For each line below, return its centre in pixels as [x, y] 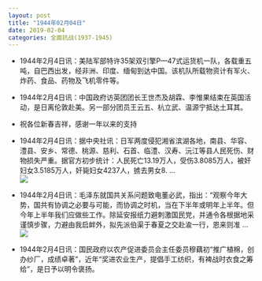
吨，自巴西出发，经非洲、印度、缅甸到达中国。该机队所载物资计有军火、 [137, 71]
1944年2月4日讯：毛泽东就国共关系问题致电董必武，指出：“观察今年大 [133, 195]
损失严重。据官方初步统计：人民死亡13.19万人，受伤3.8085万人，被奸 [139, 161]
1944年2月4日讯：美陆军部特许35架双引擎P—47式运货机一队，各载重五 [135, 61]
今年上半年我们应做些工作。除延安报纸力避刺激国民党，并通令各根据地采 [137, 215]
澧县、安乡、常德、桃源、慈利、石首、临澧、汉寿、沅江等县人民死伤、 [133, 151]
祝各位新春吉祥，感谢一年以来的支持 [78, 124]
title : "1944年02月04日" [47, 23]
